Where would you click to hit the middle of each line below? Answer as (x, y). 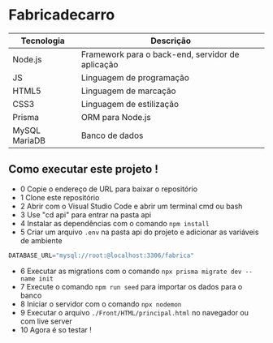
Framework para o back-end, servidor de (160, 54)
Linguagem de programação (135, 77)
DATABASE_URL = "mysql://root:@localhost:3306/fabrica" (102, 255)
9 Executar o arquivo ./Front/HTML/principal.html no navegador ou (134, 312)
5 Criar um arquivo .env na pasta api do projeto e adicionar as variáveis (139, 232)
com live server (46, 321)
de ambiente (41, 240)
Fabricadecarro (62, 15)
